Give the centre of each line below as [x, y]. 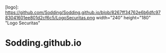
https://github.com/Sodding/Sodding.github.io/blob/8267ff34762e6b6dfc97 [83, 12]
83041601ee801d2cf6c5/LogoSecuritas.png [50, 18]
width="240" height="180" [124, 18]
